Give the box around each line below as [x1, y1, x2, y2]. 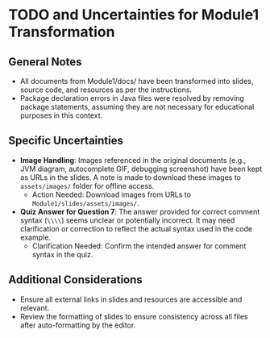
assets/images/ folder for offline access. [19, 181, 155, 190]
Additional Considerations [8, 273, 143, 287]
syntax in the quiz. [31, 249, 93, 259]
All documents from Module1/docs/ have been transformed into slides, [19, 77, 254, 86]
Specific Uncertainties [8, 134, 123, 148]
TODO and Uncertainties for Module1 [8, 6, 260, 24]
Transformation [8, 23, 115, 41]
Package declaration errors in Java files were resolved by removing [19, 94, 244, 102]
